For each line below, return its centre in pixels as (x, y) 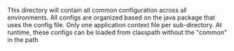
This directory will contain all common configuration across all (97, 10)
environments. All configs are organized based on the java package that (111, 17)
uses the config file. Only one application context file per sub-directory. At (115, 25)
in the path (23, 40)
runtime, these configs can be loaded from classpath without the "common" (117, 32)
